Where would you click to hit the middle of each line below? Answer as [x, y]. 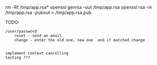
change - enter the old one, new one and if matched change [80, 40]
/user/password [21, 31]
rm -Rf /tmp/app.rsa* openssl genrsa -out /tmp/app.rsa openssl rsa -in [78, 7]
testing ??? [18, 57]
